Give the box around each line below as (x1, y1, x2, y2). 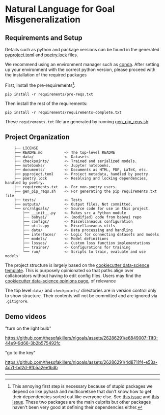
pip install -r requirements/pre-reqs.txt (5, 92, 93, 97)
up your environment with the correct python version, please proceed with (5, 67, 156, 72)
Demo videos (5, 312, 47, 321)
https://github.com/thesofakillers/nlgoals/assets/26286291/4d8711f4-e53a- (5, 359, 158, 365)
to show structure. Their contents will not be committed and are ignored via (5, 293, 158, 299)
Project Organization (5, 133, 70, 141)
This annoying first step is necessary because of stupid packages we (12, 383, 153, 389)
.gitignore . (5, 298, 28, 304)
